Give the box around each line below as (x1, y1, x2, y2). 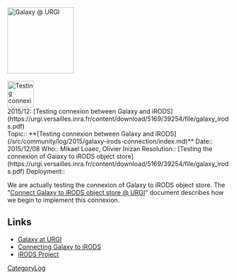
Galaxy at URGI (17, 235, 62, 243)
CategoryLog (7, 263, 46, 272)
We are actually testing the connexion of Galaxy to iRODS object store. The (7, 181, 225, 189)
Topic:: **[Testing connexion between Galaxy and (7, 130, 154, 138)
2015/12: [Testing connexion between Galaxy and (7, 107, 151, 115)
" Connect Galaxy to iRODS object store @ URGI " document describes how (7, 189, 224, 196)
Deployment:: (25, 167, 66, 175)
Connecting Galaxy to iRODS (17, 242, 101, 251)
